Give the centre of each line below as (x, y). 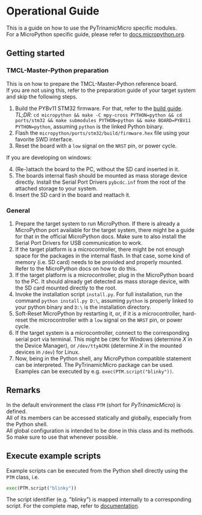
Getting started (36, 53)
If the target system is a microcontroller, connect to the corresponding (102, 332)
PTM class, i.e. (23, 477)
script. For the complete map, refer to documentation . (73, 506)
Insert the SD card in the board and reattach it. (73, 195)
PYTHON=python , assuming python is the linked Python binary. (89, 126)
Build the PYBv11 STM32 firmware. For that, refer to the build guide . (99, 108)
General (18, 210)
